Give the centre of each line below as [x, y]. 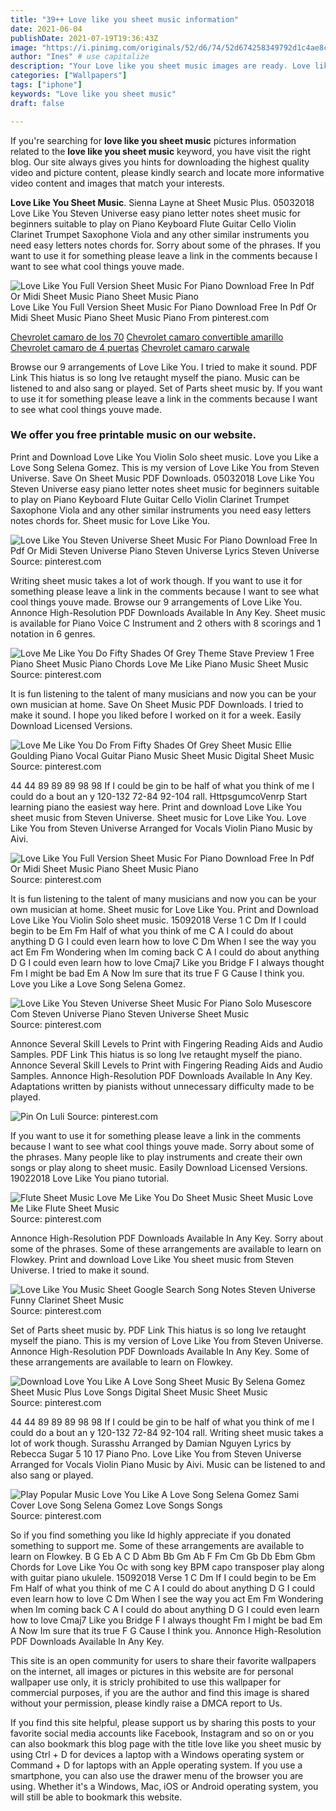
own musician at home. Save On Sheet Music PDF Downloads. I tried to [157, 704]
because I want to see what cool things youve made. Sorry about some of [162, 1146]
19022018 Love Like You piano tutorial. [90, 1178]
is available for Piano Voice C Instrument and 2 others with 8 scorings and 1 [166, 623]
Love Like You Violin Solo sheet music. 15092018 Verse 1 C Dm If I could [158, 920]
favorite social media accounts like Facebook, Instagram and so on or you [162, 1733]
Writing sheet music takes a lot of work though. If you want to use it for [156, 580]
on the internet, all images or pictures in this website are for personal [152, 1671]
